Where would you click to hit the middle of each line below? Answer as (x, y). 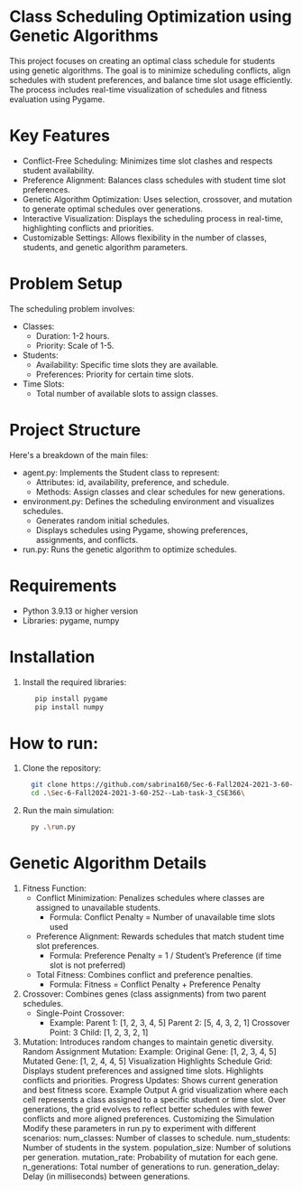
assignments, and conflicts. (87, 539)
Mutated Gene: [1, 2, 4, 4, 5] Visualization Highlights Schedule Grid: (147, 1061)
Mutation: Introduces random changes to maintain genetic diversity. (148, 1042)
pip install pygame (71, 699)
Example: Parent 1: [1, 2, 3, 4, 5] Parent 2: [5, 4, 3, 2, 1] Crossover (169, 1022)
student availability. (58, 170)
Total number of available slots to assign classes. (127, 393)
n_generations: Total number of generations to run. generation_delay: (151, 1167)
